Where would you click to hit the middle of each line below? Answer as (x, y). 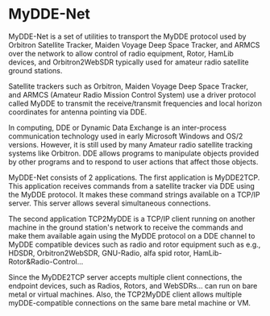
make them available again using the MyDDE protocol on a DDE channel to (132, 235)
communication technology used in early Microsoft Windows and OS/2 (126, 136)
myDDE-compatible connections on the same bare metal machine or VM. (130, 302)
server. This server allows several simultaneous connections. (110, 203)
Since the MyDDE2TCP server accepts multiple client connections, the (125, 277)
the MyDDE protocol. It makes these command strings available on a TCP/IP (134, 194)
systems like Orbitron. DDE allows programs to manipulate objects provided (134, 153)
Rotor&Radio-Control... (46, 261)
